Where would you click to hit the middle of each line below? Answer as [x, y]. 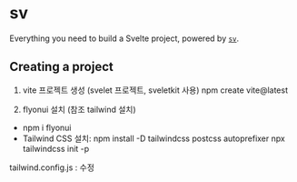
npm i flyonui [47, 127]
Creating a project [61, 67]
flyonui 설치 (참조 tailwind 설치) [79, 109]
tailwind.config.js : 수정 [52, 167]
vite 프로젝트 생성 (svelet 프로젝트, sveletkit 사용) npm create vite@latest [155, 90]
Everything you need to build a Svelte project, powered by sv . [124, 38]
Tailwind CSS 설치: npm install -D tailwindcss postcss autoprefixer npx [154, 138]
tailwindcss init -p [56, 148]
